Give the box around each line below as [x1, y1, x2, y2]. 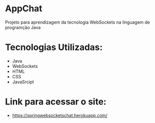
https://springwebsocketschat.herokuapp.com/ [12, 112, 108, 118]
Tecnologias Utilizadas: [5, 42, 103, 53]
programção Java [5, 24, 41, 30]
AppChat [5, 3, 43, 14]
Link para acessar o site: [5, 96, 106, 107]
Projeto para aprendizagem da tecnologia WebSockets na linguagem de [5, 19, 150, 25]
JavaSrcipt [12, 79, 34, 85]
